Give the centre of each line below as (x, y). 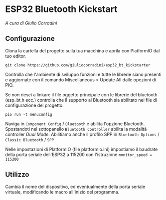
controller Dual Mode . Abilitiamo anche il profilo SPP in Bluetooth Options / (82, 134)
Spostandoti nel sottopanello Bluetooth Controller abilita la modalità (76, 129)
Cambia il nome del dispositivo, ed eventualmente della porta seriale (75, 187)
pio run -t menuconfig (29, 114)
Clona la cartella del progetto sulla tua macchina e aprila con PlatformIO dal (83, 50)
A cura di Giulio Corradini (31, 23)
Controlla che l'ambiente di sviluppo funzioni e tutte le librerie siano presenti (83, 74)
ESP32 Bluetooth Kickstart (61, 9)
